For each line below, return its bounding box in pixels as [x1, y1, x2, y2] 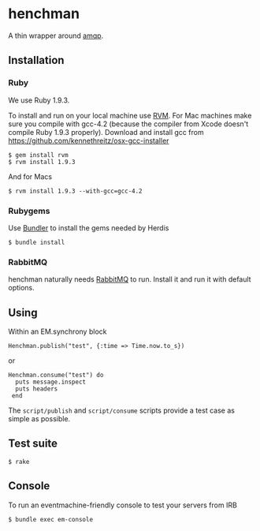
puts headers [15, 385, 58, 393]
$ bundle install [8, 238, 65, 246]
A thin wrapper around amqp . [8, 31, 104, 40]
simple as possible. [8, 414, 71, 424]
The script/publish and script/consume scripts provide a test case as [8, 406, 235, 415]
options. [8, 283, 35, 293]
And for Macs [8, 171, 53, 181]
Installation [8, 54, 65, 67]
